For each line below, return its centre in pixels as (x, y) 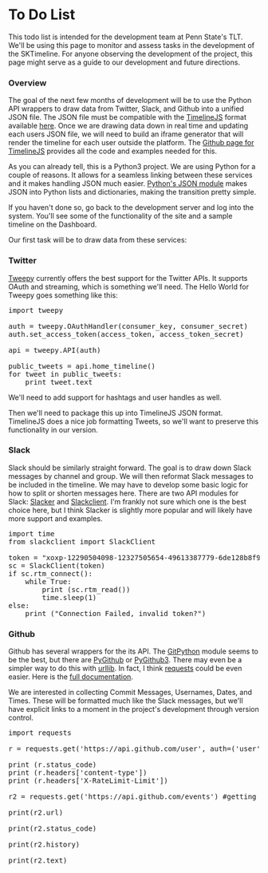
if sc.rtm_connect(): (51, 573)
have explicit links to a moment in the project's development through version (134, 709)
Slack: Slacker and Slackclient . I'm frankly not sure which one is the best (128, 501)
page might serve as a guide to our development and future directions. (124, 62)
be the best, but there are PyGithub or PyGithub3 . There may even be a (125, 660)
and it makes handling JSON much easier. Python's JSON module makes (128, 184)
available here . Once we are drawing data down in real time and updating (128, 126)
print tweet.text (59, 382)
